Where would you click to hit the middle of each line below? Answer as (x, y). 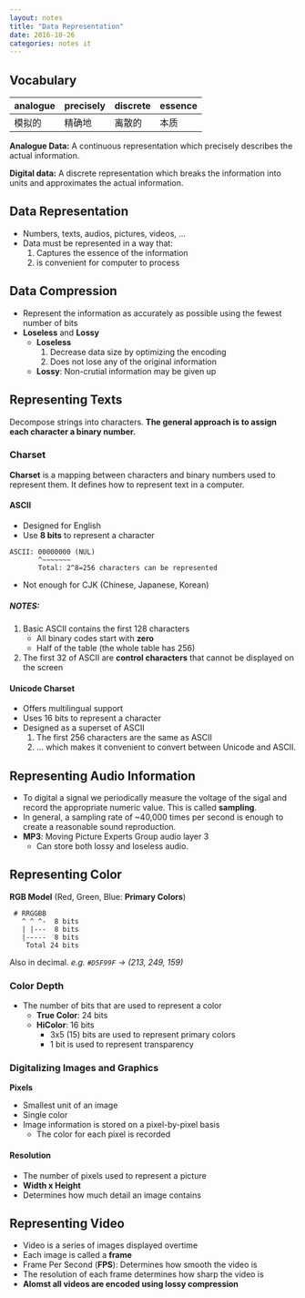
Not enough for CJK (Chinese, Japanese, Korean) (116, 585)
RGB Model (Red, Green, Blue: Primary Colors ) (98, 896)
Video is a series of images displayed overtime (110, 1245)
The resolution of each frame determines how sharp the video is (143, 1274)
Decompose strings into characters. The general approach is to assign (143, 422)
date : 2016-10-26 (42, 35)
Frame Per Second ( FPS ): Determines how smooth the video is (140, 1265)
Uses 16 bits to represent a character (92, 718)
